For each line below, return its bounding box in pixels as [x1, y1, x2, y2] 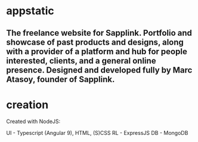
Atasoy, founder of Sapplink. [6, 74, 115, 84]
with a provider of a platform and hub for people [6, 46, 188, 56]
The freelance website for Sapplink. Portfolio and [6, 28, 193, 38]
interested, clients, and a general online [6, 55, 156, 66]
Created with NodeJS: [6, 118, 61, 125]
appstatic [6, 4, 55, 18]
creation [6, 98, 49, 111]
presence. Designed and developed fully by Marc [6, 65, 193, 75]
